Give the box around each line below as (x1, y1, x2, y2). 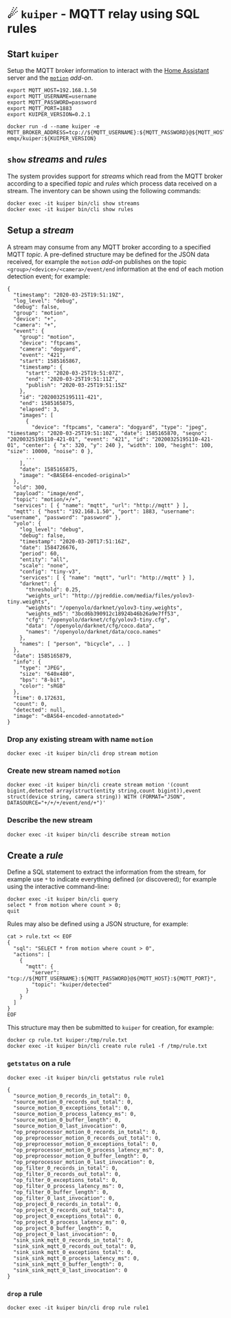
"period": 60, (19, 550, 60, 557)
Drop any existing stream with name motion (7, 734, 153, 744)
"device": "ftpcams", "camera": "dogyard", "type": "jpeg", (32, 424, 208, 430)
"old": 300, (13, 484, 48, 491)
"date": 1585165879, (13, 652, 72, 659)
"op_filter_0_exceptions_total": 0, (13, 1176, 118, 1183)
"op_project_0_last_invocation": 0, (13, 1231, 118, 1238)
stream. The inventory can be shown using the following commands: (7, 186, 201, 195)
